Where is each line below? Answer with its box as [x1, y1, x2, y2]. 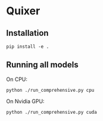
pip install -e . [6, 44, 49, 49]
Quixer [6, 4, 40, 18]
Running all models [6, 60, 79, 70]
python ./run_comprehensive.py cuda [6, 109, 97, 115]
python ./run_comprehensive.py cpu [6, 87, 95, 93]
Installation [6, 28, 49, 38]
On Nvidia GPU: [6, 97, 45, 105]
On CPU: [6, 76, 28, 83]
